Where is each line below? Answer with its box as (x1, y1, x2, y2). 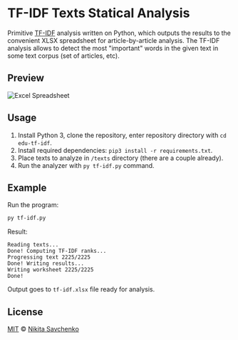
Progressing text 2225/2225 (7, 254, 91, 261)
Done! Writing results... (7, 260, 84, 267)
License (7, 306, 43, 318)
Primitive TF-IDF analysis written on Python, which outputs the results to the (7, 29, 232, 37)
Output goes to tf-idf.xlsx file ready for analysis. (7, 285, 155, 294)
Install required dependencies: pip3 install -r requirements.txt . (17, 146, 213, 154)
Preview (7, 72, 45, 84)
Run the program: (7, 201, 59, 209)
